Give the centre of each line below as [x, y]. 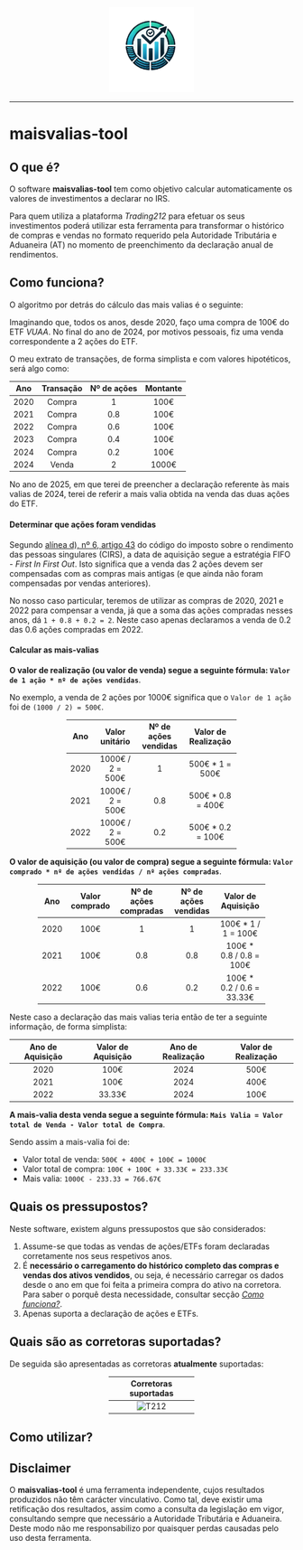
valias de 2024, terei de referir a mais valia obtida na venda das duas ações [150, 494]
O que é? [35, 167]
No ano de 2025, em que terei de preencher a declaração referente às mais [150, 484]
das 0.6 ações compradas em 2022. [77, 629]
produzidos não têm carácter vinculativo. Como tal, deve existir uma [136, 1499]
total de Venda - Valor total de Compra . [87, 1124]
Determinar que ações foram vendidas [83, 524]
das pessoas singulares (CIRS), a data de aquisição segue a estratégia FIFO [150, 554]
